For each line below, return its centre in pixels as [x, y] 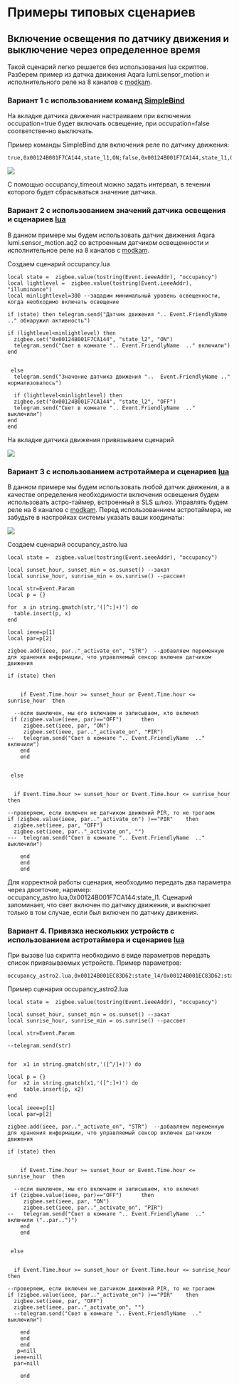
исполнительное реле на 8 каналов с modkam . [78, 250]
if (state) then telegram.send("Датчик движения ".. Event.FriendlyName [117, 314]
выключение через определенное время [104, 49]
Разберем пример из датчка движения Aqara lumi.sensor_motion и [108, 74]
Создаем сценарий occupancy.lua [59, 263]
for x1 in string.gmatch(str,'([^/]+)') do [74, 1065]
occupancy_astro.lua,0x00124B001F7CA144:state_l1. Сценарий [100, 897]
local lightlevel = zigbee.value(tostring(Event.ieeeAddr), [100, 283]
